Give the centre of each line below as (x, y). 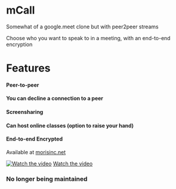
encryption (19, 44)
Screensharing (25, 112)
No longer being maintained (47, 179)
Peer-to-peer (23, 85)
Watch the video (73, 164)
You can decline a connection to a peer (55, 99)
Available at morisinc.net (36, 152)
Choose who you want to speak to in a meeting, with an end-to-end (88, 38)
